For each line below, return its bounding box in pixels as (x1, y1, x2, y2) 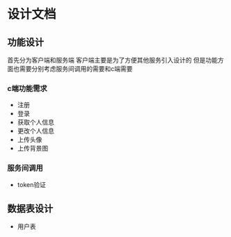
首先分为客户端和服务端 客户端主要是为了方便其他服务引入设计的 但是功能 (7, 56, 218, 64)
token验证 (17, 180, 47, 188)
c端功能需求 (7, 83, 47, 93)
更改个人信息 (17, 126, 54, 136)
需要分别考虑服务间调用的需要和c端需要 (19, 65, 133, 73)
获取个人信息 (17, 118, 54, 126)
